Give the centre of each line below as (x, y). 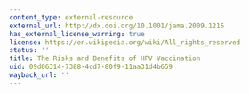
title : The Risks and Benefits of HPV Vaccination (105, 58)
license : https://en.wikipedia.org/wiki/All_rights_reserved (125, 42)
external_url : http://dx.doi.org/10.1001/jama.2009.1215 (117, 26)
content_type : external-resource (71, 17)
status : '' (29, 50)
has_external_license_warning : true (77, 34)
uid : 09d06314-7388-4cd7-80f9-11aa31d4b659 (91, 67)
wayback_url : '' (39, 75)
